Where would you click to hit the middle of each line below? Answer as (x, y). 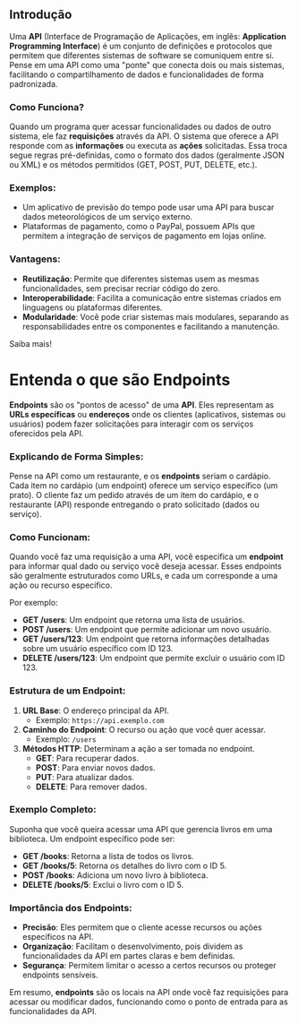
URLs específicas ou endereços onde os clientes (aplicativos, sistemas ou (148, 414)
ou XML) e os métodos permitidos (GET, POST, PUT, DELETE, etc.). (133, 165)
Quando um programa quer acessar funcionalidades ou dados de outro (140, 127)
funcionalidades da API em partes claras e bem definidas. (128, 956)
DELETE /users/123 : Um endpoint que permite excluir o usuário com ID (153, 658)
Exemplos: (33, 188)
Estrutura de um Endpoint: (68, 691)
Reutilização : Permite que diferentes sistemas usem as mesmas (140, 279)
